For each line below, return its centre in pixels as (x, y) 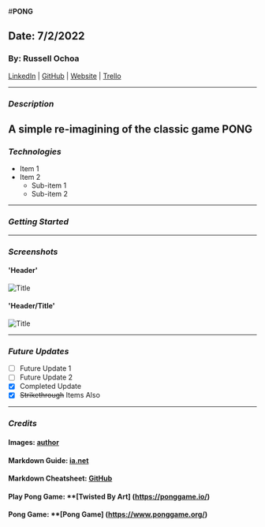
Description (31, 103)
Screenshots (33, 252)
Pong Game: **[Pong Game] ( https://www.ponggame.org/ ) (108, 514)
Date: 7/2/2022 (47, 36)
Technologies (35, 151)
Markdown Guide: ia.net (49, 460)
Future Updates (39, 351)
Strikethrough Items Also (60, 395)
